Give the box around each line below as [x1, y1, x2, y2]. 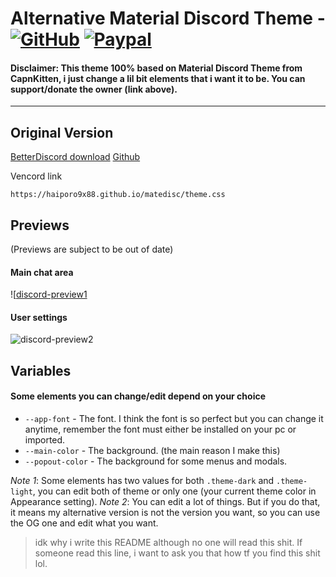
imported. [24, 434, 66, 446]
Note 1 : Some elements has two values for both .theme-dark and [10, 475, 275, 487]
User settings [10, 311, 68, 323]
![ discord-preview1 [10, 288, 88, 301]
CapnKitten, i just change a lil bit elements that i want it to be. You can [10, 72, 306, 84]
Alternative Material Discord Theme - [10, 7, 326, 30]
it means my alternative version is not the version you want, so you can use [10, 507, 321, 519]
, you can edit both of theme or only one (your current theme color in [32, 485, 317, 497]
